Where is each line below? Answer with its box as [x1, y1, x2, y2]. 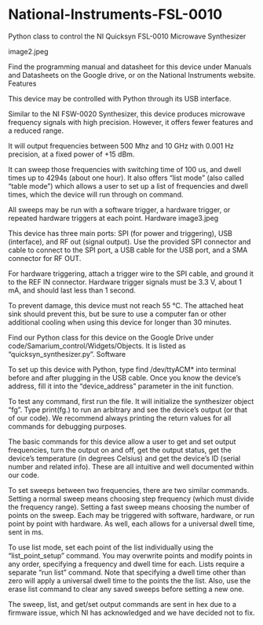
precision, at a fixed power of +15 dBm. [8, 149, 135, 159]
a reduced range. [8, 126, 64, 135]
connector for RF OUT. [8, 253, 82, 263]
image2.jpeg [8, 46, 49, 56]
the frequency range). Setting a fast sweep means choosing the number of [8, 502, 250, 512]
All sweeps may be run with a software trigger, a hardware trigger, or [8, 204, 231, 214]
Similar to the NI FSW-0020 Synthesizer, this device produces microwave [8, 108, 246, 119]
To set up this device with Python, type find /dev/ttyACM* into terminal [8, 364, 237, 374]
